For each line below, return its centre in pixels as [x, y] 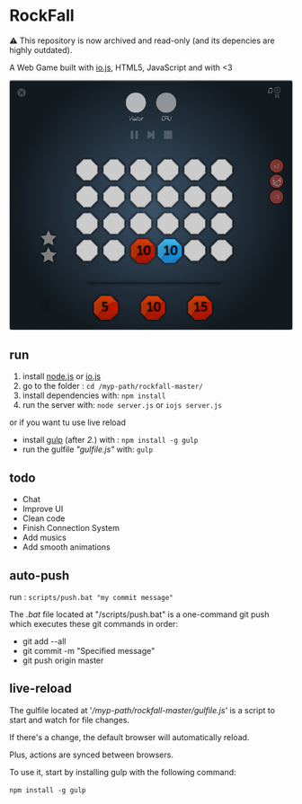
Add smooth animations [66, 547]
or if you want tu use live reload [68, 422]
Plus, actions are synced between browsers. [91, 755]
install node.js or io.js [62, 376]
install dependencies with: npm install [94, 395]
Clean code [44, 518]
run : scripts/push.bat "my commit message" [91, 597]
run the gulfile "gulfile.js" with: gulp [88, 449]
